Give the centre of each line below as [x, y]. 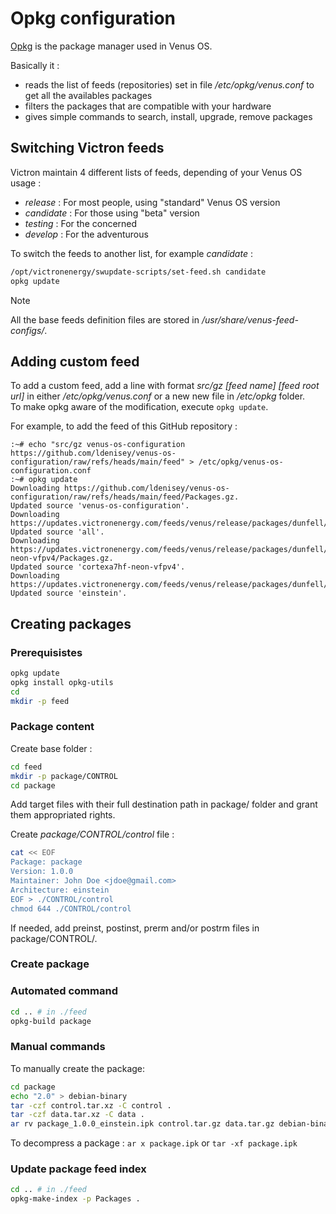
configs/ [27, 330]
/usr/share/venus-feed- [250, 319]
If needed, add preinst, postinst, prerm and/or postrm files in [135, 928]
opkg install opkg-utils [62, 682]
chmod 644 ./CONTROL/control [71, 908]
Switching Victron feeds [87, 148]
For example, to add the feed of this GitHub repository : [124, 426]
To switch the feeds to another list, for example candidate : [131, 253]
